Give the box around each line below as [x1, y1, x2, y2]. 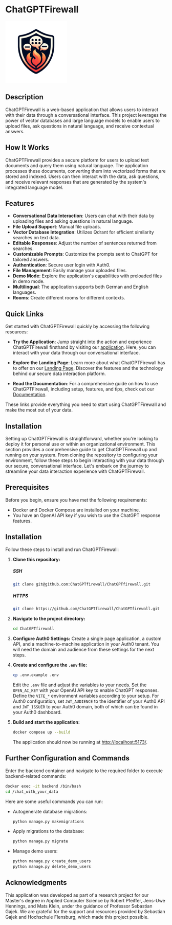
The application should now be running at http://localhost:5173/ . [12, 739, 147, 745]
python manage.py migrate [12, 839, 68, 844]
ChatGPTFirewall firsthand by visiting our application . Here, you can [12, 344, 156, 350]
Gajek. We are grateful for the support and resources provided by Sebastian [5, 908, 165, 914]
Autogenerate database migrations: [12, 808, 88, 814]
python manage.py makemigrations [12, 819, 84, 824]
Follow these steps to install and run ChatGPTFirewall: [5, 546, 119, 553]
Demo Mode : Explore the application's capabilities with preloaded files [12, 273, 162, 279]
